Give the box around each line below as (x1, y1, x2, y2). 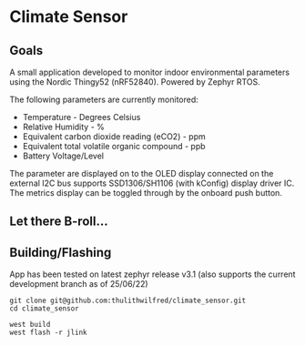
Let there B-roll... (9, 214, 108, 229)
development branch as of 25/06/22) (9, 279, 148, 290)
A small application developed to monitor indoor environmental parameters (9, 66, 290, 77)
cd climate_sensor (9, 304, 79, 313)
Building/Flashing (9, 244, 112, 260)
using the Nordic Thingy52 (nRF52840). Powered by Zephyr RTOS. (9, 76, 261, 87)
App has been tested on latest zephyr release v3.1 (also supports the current (9, 269, 296, 280)
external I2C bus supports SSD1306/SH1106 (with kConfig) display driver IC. (9, 178, 295, 188)
